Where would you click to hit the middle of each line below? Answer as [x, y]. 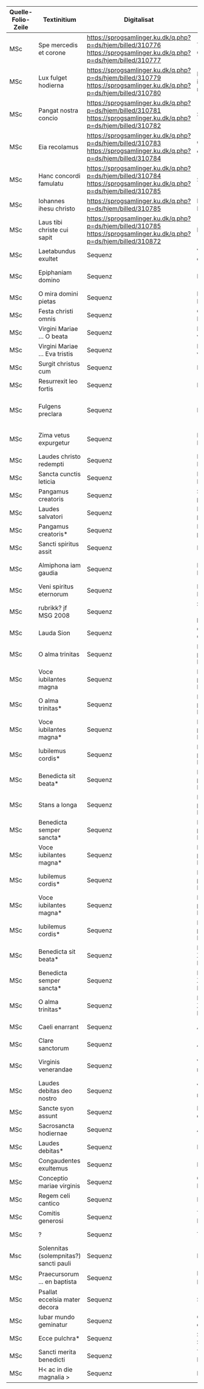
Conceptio [53, 1178]
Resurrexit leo [58, 381]
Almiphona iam [59, 565]
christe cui [53, 230]
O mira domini [58, 294]
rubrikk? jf [53, 608]
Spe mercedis [58, 45]
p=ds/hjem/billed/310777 [124, 60]
